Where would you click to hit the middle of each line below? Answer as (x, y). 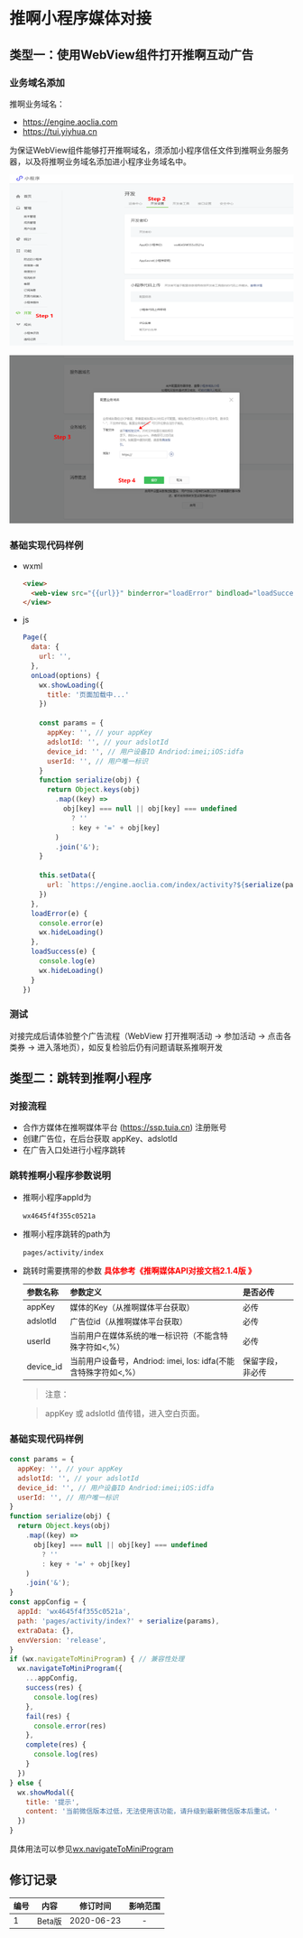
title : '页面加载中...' (88, 695)
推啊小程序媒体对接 (81, 19)
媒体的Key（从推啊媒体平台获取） (133, 1307)
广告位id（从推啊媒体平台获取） (129, 1321)
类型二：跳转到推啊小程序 (80, 1078)
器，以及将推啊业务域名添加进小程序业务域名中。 (100, 161)
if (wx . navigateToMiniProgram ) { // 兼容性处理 (97, 1659)
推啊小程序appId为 (57, 1197)
